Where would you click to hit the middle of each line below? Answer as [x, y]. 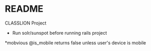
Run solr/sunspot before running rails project [60, 33]
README [24, 9]
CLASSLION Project [26, 23]
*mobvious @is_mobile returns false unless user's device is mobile [75, 43]
